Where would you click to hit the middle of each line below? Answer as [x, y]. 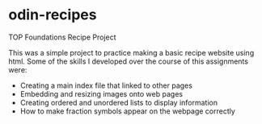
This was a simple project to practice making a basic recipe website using [131, 52]
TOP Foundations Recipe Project [62, 37]
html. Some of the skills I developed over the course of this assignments [129, 61]
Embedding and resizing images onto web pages [101, 93]
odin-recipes [53, 15]
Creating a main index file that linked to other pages [106, 85]
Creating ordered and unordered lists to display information [119, 102]
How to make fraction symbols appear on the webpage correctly [128, 111]
